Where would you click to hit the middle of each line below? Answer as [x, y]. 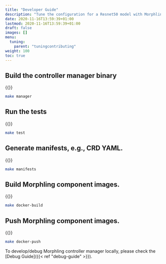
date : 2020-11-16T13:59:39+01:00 [40, 19]
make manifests [21, 169]
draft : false [19, 28]
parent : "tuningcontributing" [45, 46]
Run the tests [26, 112]
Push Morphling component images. [62, 221]
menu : [11, 38]
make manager [19, 97]
